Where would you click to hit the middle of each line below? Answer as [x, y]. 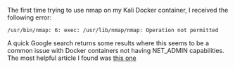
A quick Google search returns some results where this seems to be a [108, 43]
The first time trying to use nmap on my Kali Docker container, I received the [118, 10]
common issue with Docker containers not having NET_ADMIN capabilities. [116, 51]
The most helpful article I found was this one [72, 58]
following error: [30, 17]
